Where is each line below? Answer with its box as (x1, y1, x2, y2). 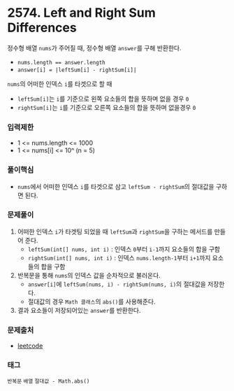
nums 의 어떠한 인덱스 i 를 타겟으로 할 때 (7, 79, 112, 88)
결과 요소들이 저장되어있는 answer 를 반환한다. (17, 306, 141, 314)
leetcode (17, 341, 43, 350)
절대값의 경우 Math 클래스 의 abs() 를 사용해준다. (27, 297, 156, 306)
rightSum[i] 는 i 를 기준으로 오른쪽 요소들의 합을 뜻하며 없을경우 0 (17, 103, 196, 111)
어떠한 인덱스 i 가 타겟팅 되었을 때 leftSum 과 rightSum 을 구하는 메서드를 (17, 227, 213, 236)
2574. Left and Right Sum (7, 5, 156, 21)
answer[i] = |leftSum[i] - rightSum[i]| (17, 66, 137, 73)
